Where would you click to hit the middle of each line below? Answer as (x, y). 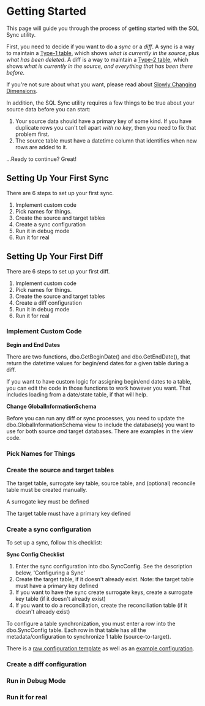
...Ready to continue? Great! (41, 159)
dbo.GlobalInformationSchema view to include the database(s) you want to (101, 425)
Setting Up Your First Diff (55, 257)
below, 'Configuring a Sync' (50, 573)
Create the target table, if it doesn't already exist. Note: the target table (104, 579)
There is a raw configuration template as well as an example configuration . (100, 648)
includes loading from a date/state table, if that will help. (77, 394)
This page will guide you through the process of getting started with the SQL (103, 28)
